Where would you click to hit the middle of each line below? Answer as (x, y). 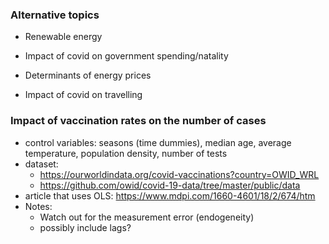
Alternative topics (55, 15)
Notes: (38, 206)
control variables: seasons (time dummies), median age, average (158, 142)
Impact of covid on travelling (83, 95)
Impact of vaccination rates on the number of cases (138, 121)
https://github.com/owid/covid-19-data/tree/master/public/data (170, 185)
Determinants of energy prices (88, 75)
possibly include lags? (85, 227)
